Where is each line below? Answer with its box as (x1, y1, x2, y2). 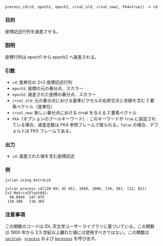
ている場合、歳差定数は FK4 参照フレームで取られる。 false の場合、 (12, 122, 150, 127)
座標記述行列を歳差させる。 (5, 29, 61, 35)
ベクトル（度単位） (16, 104, 55, 109)
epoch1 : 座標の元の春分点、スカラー (12, 85, 84, 91)
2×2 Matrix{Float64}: (5, 191, 49, 195)
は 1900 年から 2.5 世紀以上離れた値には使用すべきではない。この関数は (5, 229, 149, 235)
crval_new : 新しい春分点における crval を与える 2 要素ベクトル (12, 109, 137, 115)
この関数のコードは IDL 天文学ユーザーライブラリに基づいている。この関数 (5, 223, 155, 229)
